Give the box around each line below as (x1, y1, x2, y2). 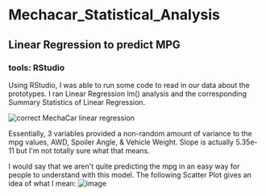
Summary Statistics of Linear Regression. (8, 97, 146, 106)
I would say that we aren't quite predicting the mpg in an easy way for (8, 161, 240, 171)
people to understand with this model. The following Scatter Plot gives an (8, 169, 252, 179)
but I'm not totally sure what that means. (15, 145, 151, 155)
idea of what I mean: (8, 178, 77, 188)
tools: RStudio (8, 62, 65, 73)
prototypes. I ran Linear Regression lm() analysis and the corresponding (8, 89, 247, 98)
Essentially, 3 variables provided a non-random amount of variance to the (8, 128, 252, 138)
